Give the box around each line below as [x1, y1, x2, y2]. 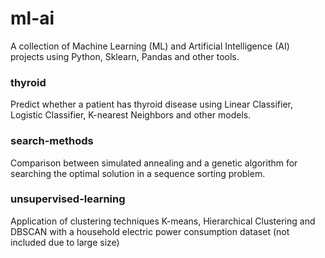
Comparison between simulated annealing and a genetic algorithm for [10, 157, 298, 169]
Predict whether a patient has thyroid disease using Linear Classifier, [10, 98, 293, 111]
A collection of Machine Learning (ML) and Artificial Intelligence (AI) [10, 40, 290, 52]
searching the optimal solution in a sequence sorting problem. [10, 167, 266, 179]
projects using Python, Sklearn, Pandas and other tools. [10, 50, 240, 62]
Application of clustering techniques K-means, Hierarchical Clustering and [10, 215, 316, 227]
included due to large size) [10, 236, 120, 248]
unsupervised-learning [10, 192, 126, 206]
